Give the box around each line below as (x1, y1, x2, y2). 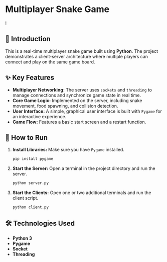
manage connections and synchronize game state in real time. (12, 92, 141, 98)
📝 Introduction (5, 35, 51, 43)
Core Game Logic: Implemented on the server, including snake (12, 97, 142, 104)
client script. (12, 195, 39, 201)
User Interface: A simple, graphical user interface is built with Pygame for (12, 108, 162, 114)
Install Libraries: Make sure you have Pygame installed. (12, 147, 124, 153)
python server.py (12, 181, 49, 186)
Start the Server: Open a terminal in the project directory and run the (12, 165, 155, 171)
